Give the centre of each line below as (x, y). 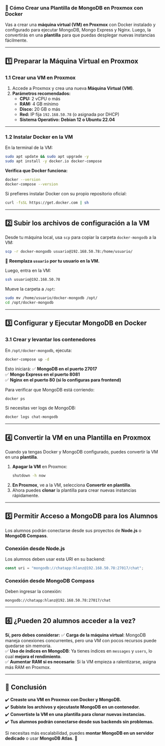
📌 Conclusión (26, 687)
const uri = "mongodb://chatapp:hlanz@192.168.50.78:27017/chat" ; (74, 568)
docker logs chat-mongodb (31, 417)
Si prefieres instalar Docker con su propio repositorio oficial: (66, 193)
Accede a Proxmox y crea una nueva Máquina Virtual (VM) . (73, 88)
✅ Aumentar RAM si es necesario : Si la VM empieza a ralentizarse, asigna (81, 662)
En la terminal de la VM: (29, 148)
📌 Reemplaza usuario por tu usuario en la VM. (52, 261)
